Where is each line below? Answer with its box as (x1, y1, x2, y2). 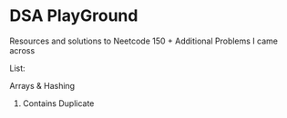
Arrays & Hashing (9, 80, 76, 91)
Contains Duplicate (22, 97, 95, 109)
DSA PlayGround (9, 5, 138, 26)
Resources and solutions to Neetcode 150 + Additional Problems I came (9, 35, 278, 46)
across (9, 44, 36, 55)
